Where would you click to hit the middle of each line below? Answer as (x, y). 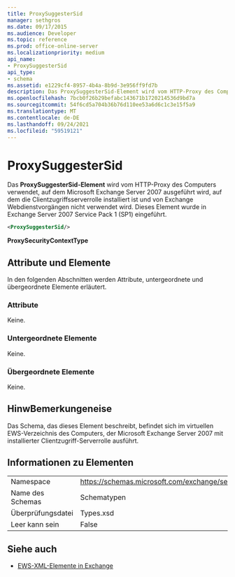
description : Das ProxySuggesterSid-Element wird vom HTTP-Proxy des (111, 92)
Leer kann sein (35, 524)
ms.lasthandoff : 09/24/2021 (48, 124)
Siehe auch (32, 549)
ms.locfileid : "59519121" (45, 131)
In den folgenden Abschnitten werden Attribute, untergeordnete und (105, 279)
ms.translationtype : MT (42, 111)
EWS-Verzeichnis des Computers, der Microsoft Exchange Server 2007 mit (115, 433)
